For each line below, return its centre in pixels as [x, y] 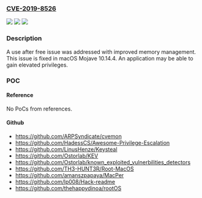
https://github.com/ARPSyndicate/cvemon [69, 136]
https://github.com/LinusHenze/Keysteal [66, 149]
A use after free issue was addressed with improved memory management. [101, 52]
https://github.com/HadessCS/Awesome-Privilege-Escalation [92, 142]
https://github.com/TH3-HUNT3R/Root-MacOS [74, 169]
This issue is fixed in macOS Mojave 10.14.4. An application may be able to [100, 58]
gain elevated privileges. [37, 65]
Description [24, 38]
